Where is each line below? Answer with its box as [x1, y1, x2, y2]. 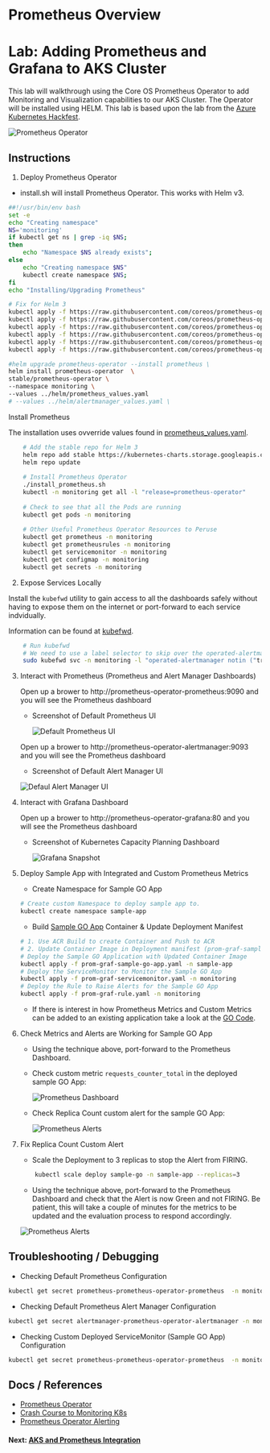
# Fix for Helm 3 [8, 301, 67, 309]
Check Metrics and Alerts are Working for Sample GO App [19, 1029, 213, 1039]
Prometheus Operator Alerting [19, 1417, 121, 1426]
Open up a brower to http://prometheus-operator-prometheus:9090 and [19, 687, 259, 696]
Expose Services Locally [19, 578, 102, 587]
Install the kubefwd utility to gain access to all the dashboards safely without [8, 593, 258, 603]
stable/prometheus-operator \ [8, 375, 110, 384]
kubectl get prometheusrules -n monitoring [22, 541, 171, 549]
